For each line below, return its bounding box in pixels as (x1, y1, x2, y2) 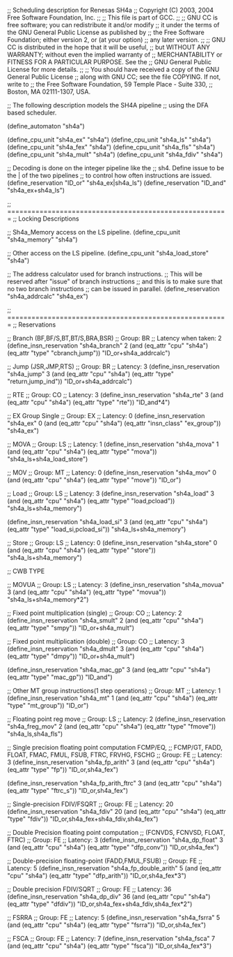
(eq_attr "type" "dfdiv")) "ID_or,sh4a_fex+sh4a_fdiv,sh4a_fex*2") (7, 900, 193, 908)
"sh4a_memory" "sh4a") (7, 235, 78, 244)
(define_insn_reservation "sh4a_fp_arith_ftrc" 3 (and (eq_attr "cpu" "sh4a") (7, 779, 223, 787)
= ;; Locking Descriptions (7, 214, 79, 223)
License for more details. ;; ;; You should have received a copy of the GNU (7, 66, 220, 73)
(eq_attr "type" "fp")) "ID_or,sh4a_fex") (7, 766, 119, 773)
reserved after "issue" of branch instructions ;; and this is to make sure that (7, 277, 223, 285)
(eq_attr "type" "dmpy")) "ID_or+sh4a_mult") (7, 652, 135, 660)
